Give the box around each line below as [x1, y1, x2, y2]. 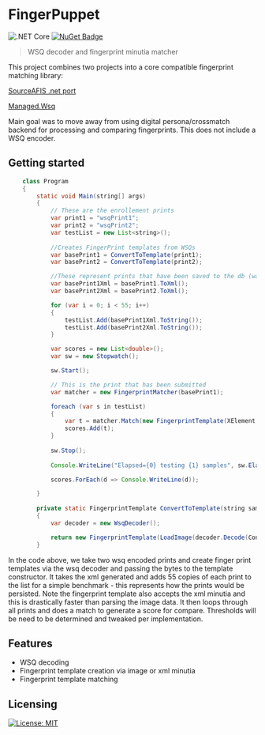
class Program [22, 177, 69, 185]
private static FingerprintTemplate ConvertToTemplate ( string [36, 504, 245, 513]
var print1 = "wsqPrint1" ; [50, 214, 140, 222]
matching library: [8, 70, 63, 80]
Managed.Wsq [8, 101, 56, 111]
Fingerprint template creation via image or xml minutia [19, 666, 196, 676]
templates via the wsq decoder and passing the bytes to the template [8, 563, 233, 573]
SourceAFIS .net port [8, 85, 77, 96]
